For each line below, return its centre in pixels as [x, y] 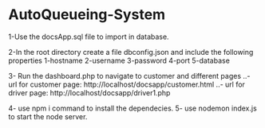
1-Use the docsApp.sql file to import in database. [89, 37]
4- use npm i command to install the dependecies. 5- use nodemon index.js [132, 108]
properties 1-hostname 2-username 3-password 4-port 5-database [119, 60]
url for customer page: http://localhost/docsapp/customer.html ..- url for [127, 84]
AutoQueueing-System [87, 15]
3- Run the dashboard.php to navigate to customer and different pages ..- [129, 76]
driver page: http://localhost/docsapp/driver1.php [89, 92]
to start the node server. [48, 116]
